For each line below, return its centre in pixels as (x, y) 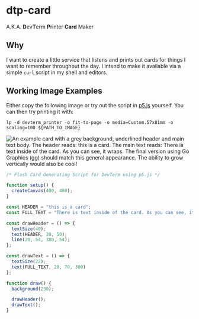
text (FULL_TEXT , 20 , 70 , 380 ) (49, 267)
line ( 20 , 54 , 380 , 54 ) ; (41, 240)
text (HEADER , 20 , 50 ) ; (39, 234)
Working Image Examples (54, 91)
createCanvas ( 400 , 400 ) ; (42, 191)
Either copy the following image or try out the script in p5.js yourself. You (95, 105)
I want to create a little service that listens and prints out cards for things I (96, 59)
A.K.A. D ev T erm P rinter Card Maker (50, 27)
